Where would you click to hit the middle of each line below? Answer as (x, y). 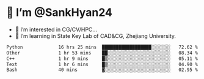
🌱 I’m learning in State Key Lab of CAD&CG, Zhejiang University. (95, 36)
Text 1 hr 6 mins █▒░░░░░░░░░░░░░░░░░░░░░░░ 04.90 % (102, 64)
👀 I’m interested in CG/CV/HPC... (56, 29)
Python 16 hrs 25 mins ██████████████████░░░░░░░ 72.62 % (102, 47)
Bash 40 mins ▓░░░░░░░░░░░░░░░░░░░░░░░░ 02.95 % (102, 70)
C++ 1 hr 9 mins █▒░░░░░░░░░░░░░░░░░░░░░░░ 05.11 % (102, 58)
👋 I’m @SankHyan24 (60, 13)
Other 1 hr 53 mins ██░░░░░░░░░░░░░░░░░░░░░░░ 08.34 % (102, 53)
